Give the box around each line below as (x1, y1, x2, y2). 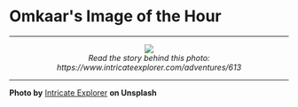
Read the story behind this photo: (88, 52, 210, 63)
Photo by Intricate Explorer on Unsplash (9, 87, 157, 98)
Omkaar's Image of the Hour (9, 6, 222, 27)
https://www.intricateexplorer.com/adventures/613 (56, 62, 242, 73)
